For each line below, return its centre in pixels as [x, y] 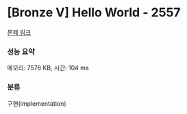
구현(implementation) [37, 103]
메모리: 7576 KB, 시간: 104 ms [48, 68]
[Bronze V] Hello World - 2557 [94, 13]
